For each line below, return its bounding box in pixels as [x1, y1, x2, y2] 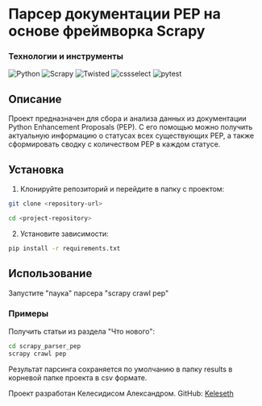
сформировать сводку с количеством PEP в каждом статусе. [8, 139, 221, 149]
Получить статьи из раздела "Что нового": [8, 326, 156, 336]
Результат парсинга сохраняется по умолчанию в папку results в [8, 364, 233, 374]
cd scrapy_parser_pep [8, 342, 81, 350]
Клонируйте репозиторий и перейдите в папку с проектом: [19, 184, 225, 194]
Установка [8, 163, 64, 176]
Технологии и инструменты [8, 51, 123, 62]
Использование [8, 267, 93, 280]
